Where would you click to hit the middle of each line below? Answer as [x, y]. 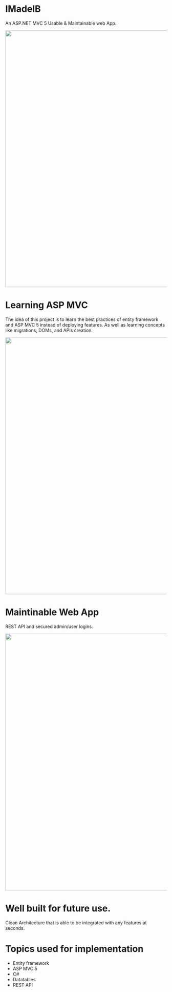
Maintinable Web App [52, 612]
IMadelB [23, 9]
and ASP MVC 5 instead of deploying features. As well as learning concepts [85, 325]
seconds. [15, 928]
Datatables [24, 979]
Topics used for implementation [74, 949]
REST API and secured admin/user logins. [49, 626]
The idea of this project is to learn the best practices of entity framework [82, 319]
